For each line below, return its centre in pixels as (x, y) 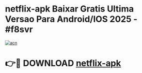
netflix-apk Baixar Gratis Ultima (70, 9)
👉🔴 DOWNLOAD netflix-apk (63, 63)
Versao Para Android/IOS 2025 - (71, 19)
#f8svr (19, 29)
